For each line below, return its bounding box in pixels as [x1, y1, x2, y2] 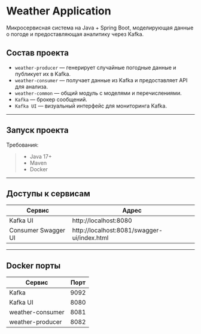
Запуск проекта [6, 125, 69, 136]
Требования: [6, 141, 39, 148]
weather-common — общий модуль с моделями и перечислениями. [14, 89, 182, 97]
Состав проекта [6, 48, 69, 58]
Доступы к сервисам [6, 188, 91, 199]
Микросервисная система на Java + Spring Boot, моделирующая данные [6, 24, 194, 31]
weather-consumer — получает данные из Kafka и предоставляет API [14, 76, 188, 83]
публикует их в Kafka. [14, 70, 71, 77]
